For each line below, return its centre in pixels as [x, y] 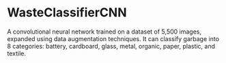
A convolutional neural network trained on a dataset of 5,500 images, [104, 32]
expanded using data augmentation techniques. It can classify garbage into [113, 38]
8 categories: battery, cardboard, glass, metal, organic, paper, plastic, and [111, 46]
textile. [16, 53]
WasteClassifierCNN [67, 13]
